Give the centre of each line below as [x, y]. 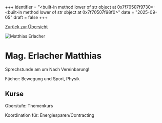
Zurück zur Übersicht [26, 27]
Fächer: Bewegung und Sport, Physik [42, 79]
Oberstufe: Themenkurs [29, 105]
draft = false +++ [30, 17]
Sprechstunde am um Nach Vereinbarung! [47, 69]
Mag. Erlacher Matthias [53, 56]
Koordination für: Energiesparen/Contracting [50, 115]
